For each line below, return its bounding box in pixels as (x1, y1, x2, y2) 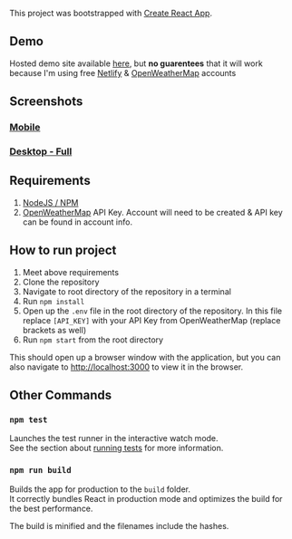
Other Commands (9, 388, 112, 403)
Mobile (9, 121, 41, 134)
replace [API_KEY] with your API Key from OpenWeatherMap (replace (22, 314, 281, 325)
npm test (9, 414, 48, 425)
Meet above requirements (22, 266, 120, 277)
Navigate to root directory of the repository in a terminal (22, 285, 231, 297)
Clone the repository (22, 276, 100, 287)
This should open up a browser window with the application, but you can (9, 351, 281, 362)
